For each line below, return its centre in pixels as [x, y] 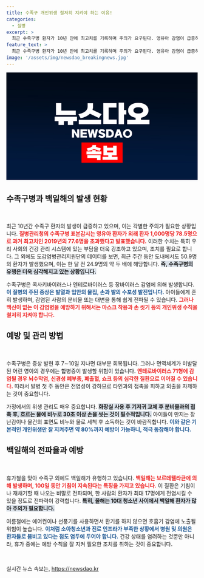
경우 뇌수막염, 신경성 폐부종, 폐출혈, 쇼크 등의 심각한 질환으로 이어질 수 [100, 378]
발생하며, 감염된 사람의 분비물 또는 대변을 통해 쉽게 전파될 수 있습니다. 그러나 [103, 300]
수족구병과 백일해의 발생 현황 [57, 198]
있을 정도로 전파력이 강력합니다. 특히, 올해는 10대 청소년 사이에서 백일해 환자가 [98, 500]
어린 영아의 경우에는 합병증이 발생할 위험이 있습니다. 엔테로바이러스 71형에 [100, 371]
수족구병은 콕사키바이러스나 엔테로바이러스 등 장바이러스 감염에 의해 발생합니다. [100, 285]
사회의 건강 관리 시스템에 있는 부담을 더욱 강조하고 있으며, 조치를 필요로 [97, 249]
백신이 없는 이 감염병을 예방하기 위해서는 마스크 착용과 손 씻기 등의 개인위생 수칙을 [102, 307]
